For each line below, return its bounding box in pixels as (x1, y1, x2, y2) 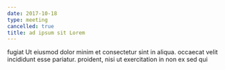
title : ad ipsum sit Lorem (7, 29, 85, 36)
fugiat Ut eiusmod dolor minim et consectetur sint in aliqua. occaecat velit (7, 48, 218, 56)
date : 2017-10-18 (7, 10, 58, 17)
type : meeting (7, 16, 49, 23)
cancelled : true (7, 23, 54, 30)
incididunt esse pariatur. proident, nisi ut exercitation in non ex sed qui (7, 56, 208, 64)
